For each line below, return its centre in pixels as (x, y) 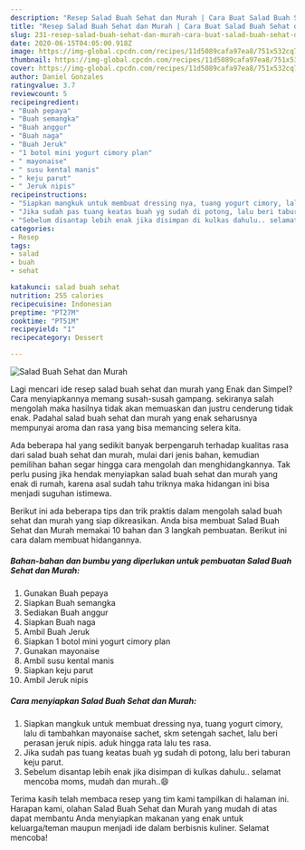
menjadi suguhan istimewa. (61, 493)
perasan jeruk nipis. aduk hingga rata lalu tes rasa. (117, 743)
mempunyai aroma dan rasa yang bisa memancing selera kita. (126, 428)
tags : (20, 246)
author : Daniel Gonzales (57, 77)
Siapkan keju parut (58, 670)
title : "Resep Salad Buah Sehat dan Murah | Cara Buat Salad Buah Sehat (150, 26)
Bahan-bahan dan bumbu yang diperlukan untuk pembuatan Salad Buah (151, 561)
